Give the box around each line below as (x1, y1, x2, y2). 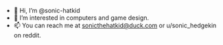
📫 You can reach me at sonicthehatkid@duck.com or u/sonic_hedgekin (13, 21, 217, 29)
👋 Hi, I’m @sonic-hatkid (13, 7, 80, 14)
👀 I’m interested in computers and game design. (13, 14, 150, 22)
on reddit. (13, 31, 41, 39)
